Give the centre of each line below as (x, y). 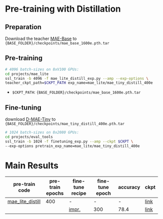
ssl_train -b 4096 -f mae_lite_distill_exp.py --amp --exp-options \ (77, 78)
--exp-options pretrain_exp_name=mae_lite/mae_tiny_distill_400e (72, 146)
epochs (55, 193)
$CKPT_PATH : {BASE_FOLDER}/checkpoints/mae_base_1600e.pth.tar (76, 92)
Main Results (32, 165)
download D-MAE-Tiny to (30, 119)
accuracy (129, 187)
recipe (79, 193)
